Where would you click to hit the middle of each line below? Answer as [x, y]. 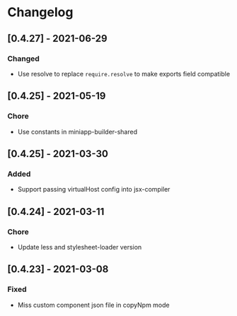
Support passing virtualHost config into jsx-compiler [94, 189]
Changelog [40, 12]
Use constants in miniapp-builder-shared [77, 131]
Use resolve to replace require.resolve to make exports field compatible [124, 74]
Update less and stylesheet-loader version [80, 247]
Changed [24, 59]
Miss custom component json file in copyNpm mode [93, 305]
